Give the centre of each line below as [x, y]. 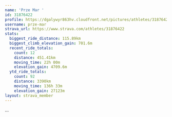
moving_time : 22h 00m [37, 62]
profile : [14, 19]
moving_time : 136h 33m [38, 86]
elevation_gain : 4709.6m [41, 67]
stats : [12, 34]
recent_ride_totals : [31, 48]
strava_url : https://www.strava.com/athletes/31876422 [65, 29]
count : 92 [25, 77]
